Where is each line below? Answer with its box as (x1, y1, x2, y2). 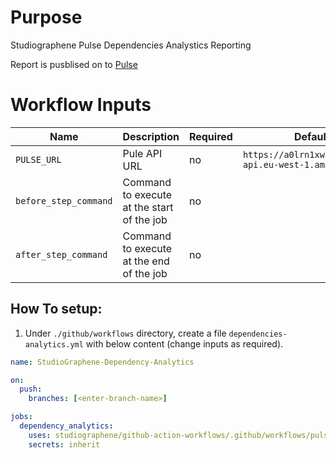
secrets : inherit (28, 439, 101, 450)
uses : (28, 430, 52, 440)
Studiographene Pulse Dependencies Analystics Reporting (10, 39, 252, 51)
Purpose (10, 6, 83, 29)
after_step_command (15, 249, 108, 260)
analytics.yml (24, 339, 84, 350)
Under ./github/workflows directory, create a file (24, 327, 227, 339)
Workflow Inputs (10, 94, 152, 116)
